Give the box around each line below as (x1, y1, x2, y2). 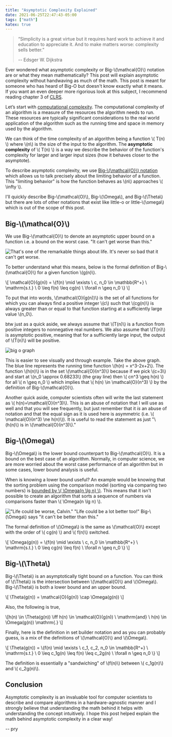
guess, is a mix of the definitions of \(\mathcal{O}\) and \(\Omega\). (5, 634, 148, 641)
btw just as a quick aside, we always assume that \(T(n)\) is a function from (5, 321, 165, 327)
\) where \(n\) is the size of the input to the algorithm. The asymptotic (5, 141, 153, 147)
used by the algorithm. (5, 126, 53, 132)
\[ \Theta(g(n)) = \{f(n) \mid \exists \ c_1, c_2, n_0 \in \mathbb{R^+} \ (5, 645, 148, 651)
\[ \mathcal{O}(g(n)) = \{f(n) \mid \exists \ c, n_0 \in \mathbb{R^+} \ (5, 279, 147, 285)
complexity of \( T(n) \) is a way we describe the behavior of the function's (5, 147, 164, 153)
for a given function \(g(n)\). (37, 269, 97, 276)
